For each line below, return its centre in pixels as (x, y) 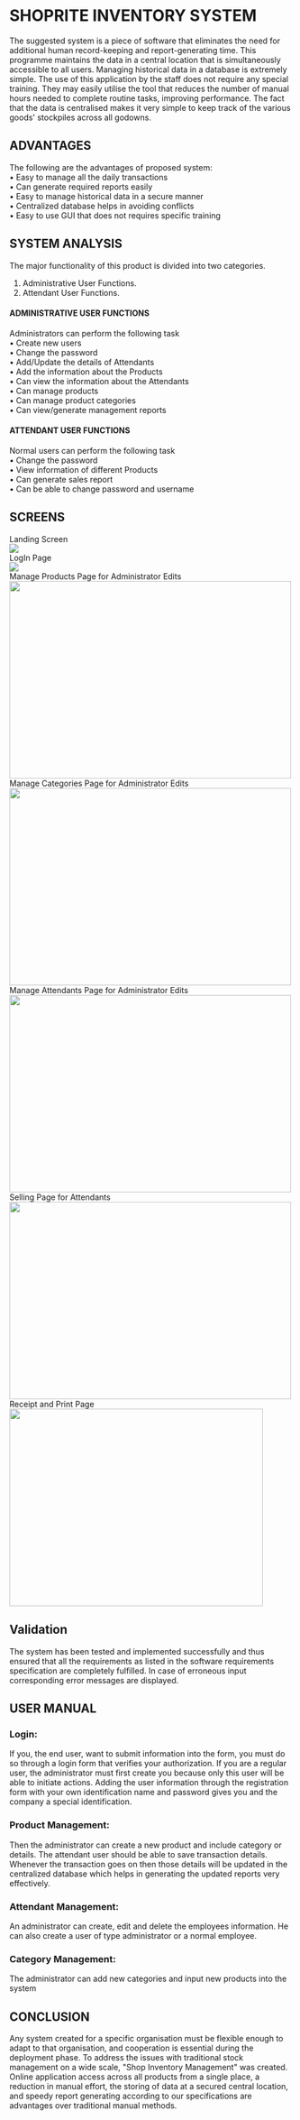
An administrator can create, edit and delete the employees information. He (149, 1926)
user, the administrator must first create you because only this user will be (147, 1773)
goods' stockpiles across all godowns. (80, 117)
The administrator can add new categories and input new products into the (148, 1979)
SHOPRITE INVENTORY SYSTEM (133, 16)
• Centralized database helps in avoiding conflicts (102, 206)
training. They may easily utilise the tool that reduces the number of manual (150, 88)
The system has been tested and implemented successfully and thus (137, 1651)
